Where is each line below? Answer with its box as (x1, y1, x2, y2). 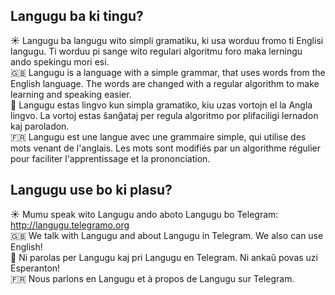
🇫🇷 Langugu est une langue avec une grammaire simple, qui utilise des (10, 130, 307, 143)
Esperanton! (10, 262, 61, 274)
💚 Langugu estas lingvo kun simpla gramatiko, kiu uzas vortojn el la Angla (10, 99, 313, 111)
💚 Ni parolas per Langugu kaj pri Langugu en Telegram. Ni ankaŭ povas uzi (10, 251, 318, 263)
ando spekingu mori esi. (10, 55, 110, 68)
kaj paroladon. (10, 120, 70, 132)
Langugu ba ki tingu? (10, 8, 144, 25)
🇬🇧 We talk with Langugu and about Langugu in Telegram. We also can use (10, 229, 324, 241)
